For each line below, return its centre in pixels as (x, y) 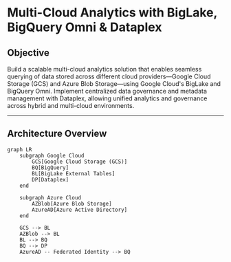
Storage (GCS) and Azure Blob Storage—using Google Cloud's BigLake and (114, 84)
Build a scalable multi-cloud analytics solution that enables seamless (104, 69)
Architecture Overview (57, 134)
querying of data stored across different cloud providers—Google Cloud (109, 76)
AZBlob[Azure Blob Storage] (72, 204)
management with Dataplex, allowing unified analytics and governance (107, 98)
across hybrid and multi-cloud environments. (71, 106)
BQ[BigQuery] (51, 167)
